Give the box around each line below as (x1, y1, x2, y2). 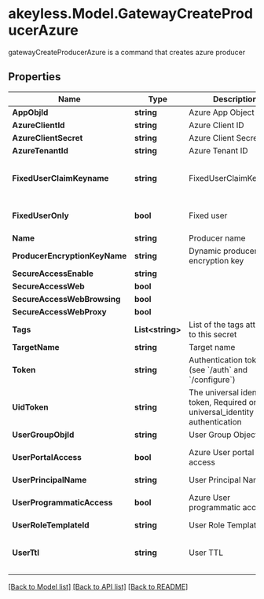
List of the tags (188, 319, 244, 330)
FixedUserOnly (12, 210, 69, 221)
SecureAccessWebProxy (12, 306, 108, 317)
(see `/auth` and (188, 364, 248, 375)
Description (212, 94, 258, 105)
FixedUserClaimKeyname (12, 172, 109, 183)
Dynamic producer (188, 245, 258, 256)
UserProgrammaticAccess (12, 497, 113, 508)
